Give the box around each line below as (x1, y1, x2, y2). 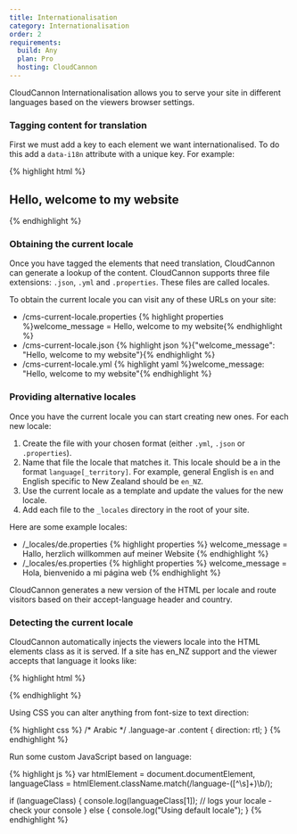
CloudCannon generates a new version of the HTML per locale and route (9, 584, 276, 595)
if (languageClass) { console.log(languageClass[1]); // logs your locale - (9, 795, 272, 805)
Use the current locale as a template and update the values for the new (21, 485, 284, 496)
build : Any (17, 46, 58, 55)
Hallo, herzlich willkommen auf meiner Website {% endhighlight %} (21, 548, 269, 558)
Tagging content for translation (9, 119, 147, 131)
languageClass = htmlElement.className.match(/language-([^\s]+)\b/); (9, 778, 274, 789)
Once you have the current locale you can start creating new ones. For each (9, 411, 289, 422)
